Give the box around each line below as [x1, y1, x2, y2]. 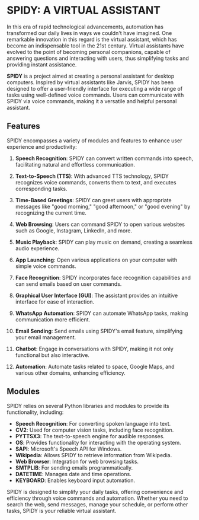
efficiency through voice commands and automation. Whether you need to [7, 495, 188, 502]
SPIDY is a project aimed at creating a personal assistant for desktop [7, 72, 175, 79]
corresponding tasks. [15, 185, 68, 192]
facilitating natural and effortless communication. [15, 161, 135, 168]
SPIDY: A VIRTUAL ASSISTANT [7, 4, 161, 17]
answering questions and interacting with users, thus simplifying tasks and [7, 55, 189, 62]
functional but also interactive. [15, 351, 89, 359]
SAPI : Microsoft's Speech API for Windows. [15, 445, 122, 452]
